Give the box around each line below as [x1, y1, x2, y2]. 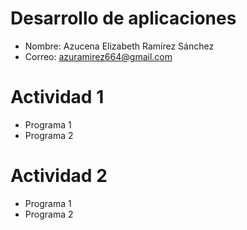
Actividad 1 [10, 86, 105, 109]
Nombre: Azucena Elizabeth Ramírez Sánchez [24, 40, 215, 52]
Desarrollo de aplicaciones [10, 7, 237, 30]
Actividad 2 [10, 165, 108, 187]
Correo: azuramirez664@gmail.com [24, 50, 173, 62]
